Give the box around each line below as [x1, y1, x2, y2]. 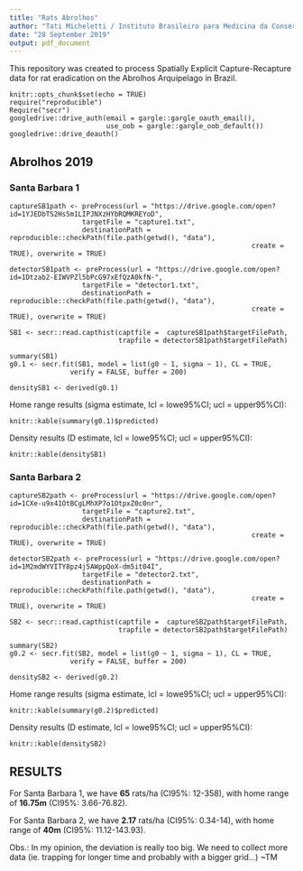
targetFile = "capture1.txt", [81, 218, 196, 227]
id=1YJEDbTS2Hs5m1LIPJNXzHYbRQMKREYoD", [9, 209, 164, 218]
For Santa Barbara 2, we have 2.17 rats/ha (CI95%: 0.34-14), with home [9, 815, 275, 826]
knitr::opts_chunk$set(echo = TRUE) [9, 90, 147, 99]
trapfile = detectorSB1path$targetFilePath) [118, 336, 289, 345]
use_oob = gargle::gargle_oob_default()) [106, 122, 264, 131]
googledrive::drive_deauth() [9, 130, 119, 139]
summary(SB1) [9, 351, 59, 361]
